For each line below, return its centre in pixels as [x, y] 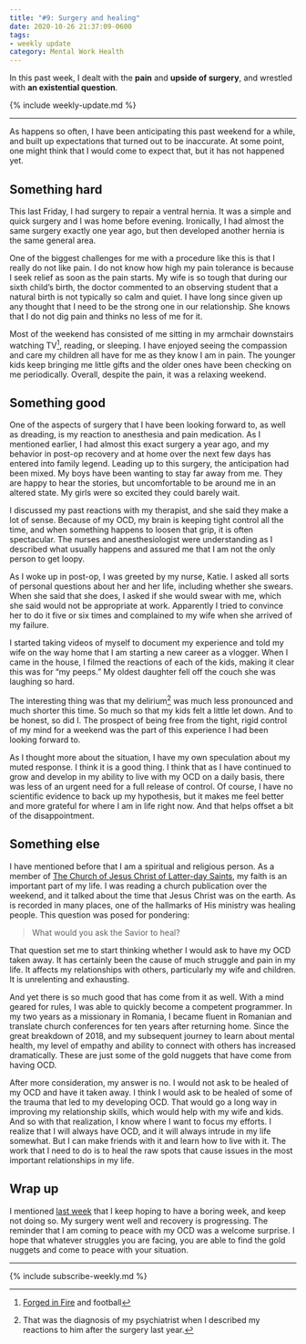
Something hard [56, 189]
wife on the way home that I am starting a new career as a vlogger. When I [149, 653]
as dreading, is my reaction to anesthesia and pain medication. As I [135, 435]
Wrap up [34, 1189]
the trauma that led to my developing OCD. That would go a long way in [143, 1102]
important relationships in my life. [72, 1160]
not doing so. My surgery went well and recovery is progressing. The [139, 1221]
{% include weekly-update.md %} [73, 105]
